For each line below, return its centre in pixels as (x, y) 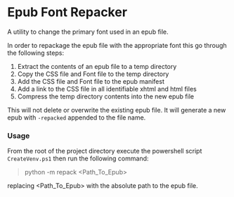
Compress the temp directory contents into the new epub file (106, 96)
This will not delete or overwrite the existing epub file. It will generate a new (117, 110)
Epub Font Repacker (67, 12)
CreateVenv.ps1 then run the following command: (78, 158)
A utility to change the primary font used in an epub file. (88, 32)
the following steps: (36, 53)
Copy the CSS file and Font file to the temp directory (93, 74)
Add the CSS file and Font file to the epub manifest (91, 81)
